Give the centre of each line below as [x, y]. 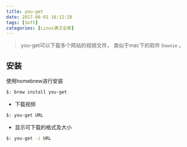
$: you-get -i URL [29, 138]
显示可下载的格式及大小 [43, 127]
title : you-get [25, 11]
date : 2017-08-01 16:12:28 [39, 17]
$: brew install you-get [37, 92]
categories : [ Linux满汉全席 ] [40, 28]
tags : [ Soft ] [22, 22]
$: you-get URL [25, 115]
